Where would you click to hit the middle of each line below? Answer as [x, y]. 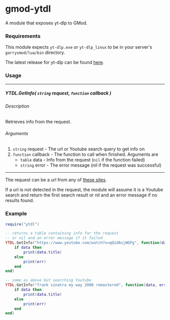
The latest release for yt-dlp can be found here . [55, 62]
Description [17, 106]
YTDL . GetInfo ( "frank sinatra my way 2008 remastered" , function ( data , [81, 285]
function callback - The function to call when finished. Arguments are [85, 154]
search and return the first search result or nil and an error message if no [81, 195]
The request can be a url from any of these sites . [56, 180]
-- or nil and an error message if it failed [54, 238]
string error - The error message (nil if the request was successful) [91, 165]
